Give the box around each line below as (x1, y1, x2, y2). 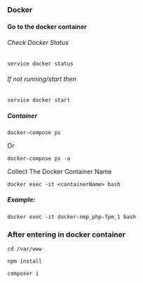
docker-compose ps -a (7, 154, 71, 162)
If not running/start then (7, 75, 77, 84)
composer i (7, 270, 39, 277)
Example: (7, 195, 36, 204)
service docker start (7, 96, 71, 103)
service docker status (7, 60, 74, 67)
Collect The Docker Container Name (7, 167, 112, 176)
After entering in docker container (7, 230, 126, 239)
